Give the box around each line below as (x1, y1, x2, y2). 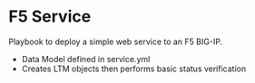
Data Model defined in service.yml (21, 53, 151, 64)
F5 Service (8, 6, 92, 27)
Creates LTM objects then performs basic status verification (21, 63, 247, 74)
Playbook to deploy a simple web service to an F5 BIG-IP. (8, 36, 223, 47)
